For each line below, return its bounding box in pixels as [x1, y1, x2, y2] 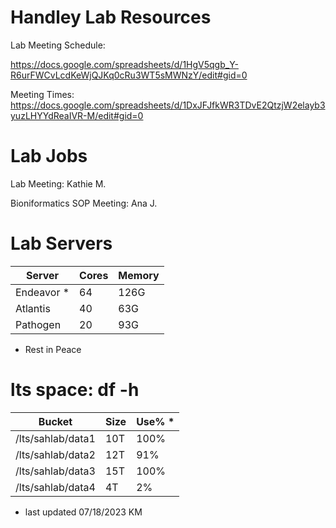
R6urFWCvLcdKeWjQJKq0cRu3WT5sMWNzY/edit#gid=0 [10, 69, 248, 81]
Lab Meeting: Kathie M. [10, 177, 107, 190]
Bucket [38, 414, 73, 428]
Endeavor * [15, 285, 70, 299]
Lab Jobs [10, 145, 88, 168]
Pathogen [15, 317, 62, 331]
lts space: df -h [10, 379, 140, 401]
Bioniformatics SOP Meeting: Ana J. [10, 197, 158, 209]
